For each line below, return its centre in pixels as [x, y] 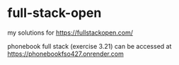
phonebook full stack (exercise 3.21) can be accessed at [89, 46]
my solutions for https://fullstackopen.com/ [70, 32]
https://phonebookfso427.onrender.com [65, 54]
